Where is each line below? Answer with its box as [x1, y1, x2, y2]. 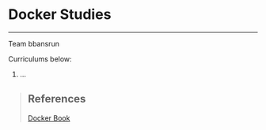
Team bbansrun [8, 39, 59, 48]
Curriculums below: [8, 54, 73, 64]
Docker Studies [8, 6, 112, 24]
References [27, 92, 86, 106]
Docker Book [27, 113, 70, 123]
